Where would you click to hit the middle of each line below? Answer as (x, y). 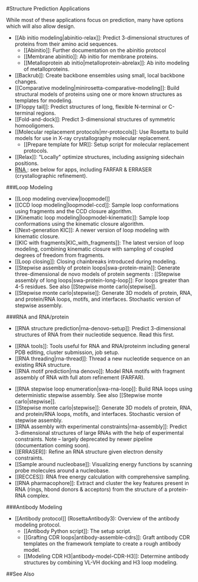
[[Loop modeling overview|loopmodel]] (62, 199)
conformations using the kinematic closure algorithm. (79, 224)
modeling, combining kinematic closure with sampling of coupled (94, 249)
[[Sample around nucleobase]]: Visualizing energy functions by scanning (103, 464)
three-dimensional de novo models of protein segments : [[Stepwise (98, 274)
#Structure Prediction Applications (48, 9)
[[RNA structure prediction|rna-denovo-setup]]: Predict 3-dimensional (100, 328)
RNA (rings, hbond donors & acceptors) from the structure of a (91, 489)
